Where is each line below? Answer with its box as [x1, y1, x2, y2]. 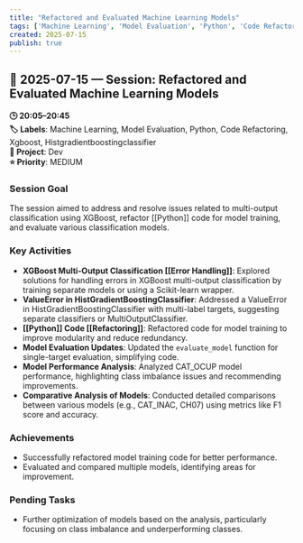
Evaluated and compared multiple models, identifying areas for [22, 461, 256, 472]
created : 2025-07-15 [9, 30, 87, 39]
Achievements [9, 431, 75, 444]
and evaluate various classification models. [9, 222, 170, 233]
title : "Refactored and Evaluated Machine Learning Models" [9, 13, 241, 23]
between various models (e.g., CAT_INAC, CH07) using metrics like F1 [22, 399, 281, 410]
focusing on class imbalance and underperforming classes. [22, 524, 243, 535]
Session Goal [9, 182, 69, 195]
